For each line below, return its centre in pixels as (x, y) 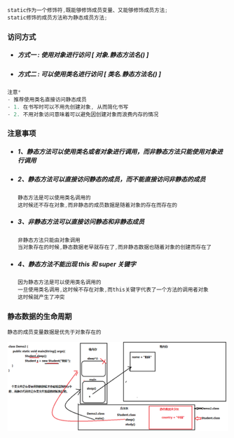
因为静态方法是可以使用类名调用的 (59, 282)
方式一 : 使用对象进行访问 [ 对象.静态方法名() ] (83, 55)
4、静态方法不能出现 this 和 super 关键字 (77, 264)
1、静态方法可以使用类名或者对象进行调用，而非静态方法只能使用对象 (117, 152)
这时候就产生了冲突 (41, 297)
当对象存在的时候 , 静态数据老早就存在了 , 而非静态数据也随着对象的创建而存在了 (115, 247)
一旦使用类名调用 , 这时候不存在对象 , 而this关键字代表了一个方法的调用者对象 (113, 290)
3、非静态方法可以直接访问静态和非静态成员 (81, 222)
